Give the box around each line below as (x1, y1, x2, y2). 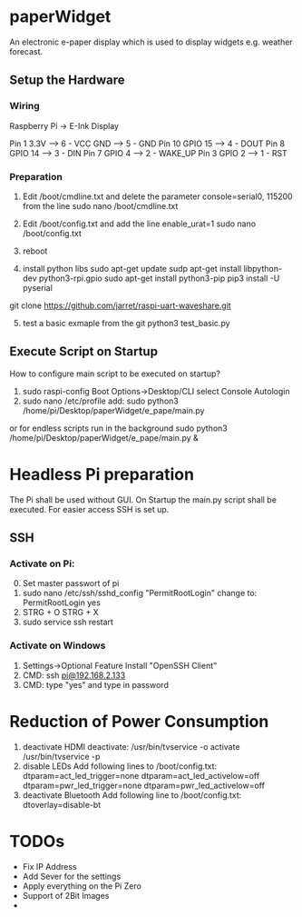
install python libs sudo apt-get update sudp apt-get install (22, 263, 242, 274)
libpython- (243, 263, 283, 274)
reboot (22, 245, 48, 256)
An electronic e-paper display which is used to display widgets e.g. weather (9, 36, 293, 47)
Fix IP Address (22, 861, 77, 872)
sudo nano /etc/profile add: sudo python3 (22, 395, 179, 406)
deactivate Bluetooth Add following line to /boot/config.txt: (22, 789, 242, 801)
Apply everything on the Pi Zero (22, 880, 142, 892)
